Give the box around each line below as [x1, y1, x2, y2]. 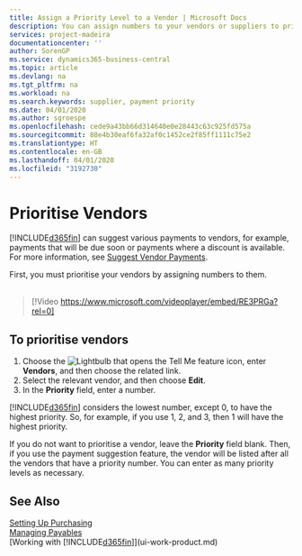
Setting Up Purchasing [9, 517, 93, 528]
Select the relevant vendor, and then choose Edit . [22, 375, 206, 386]
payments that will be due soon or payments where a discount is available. [9, 242, 286, 253]
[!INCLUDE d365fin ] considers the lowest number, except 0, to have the [9, 402, 272, 413]
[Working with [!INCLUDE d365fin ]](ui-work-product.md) [9, 536, 218, 547]
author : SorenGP [9, 47, 70, 56]
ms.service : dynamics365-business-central [9, 55, 171, 64]
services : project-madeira [9, 30, 111, 39]
